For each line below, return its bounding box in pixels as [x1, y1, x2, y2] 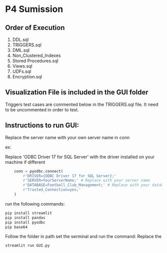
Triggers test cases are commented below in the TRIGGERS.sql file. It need [5, 101, 159, 107]
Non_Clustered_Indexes [12, 52, 61, 58]
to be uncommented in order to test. [5, 106, 79, 113]
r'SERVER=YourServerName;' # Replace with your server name [23, 178, 150, 183]
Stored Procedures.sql [12, 58, 59, 63]
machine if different [5, 159, 46, 165]
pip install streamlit [5, 211, 52, 216]
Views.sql [12, 63, 32, 69]
